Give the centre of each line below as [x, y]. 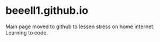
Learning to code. [27, 32]
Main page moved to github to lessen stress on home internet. [80, 26]
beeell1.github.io [47, 11]
